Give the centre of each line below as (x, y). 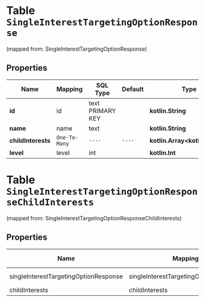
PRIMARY (102, 110)
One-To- (67, 137)
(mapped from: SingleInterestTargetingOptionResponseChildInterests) (94, 218)
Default (133, 89)
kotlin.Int (162, 153)
